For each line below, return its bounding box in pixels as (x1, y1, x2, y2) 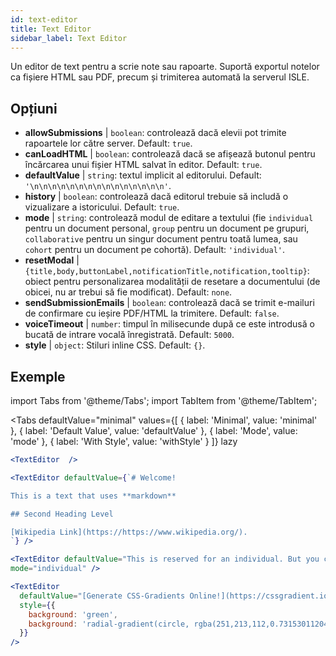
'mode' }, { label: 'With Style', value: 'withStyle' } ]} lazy (10, 436, 238, 447)
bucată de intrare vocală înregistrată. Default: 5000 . (24, 329, 235, 341)
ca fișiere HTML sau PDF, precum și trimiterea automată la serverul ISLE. (10, 71, 310, 83)
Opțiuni (10, 100, 58, 117)
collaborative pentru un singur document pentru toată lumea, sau (24, 233, 298, 245)
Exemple (10, 368, 66, 385)
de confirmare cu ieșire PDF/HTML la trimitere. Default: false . (24, 307, 280, 320)
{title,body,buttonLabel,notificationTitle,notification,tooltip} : (24, 265, 310, 277)
